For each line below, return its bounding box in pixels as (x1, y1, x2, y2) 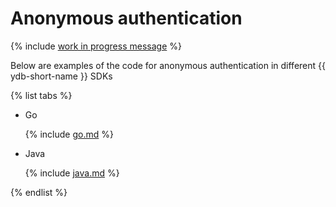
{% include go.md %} (24, 128, 114, 140)
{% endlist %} (10, 186, 68, 198)
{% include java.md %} (24, 167, 120, 179)
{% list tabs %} (10, 89, 73, 101)
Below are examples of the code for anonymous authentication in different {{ (10, 59, 326, 71)
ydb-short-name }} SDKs (10, 70, 113, 82)
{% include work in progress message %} (10, 40, 182, 52)
